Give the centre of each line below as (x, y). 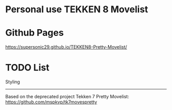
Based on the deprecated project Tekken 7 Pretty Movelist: (67, 97)
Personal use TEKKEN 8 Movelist (77, 9)
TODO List (27, 68)
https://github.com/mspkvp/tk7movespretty (51, 102)
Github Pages (35, 33)
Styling (13, 82)
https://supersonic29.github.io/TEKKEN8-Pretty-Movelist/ (66, 47)
